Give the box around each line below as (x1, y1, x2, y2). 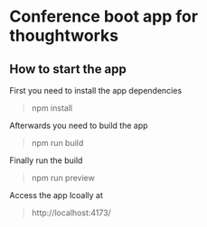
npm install (31, 103, 73, 113)
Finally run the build (9, 155, 83, 166)
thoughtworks (9, 25, 119, 46)
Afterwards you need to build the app (9, 120, 148, 131)
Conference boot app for (9, 6, 199, 27)
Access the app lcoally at (9, 190, 104, 200)
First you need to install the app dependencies (9, 86, 183, 95)
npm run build (31, 138, 84, 148)
